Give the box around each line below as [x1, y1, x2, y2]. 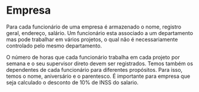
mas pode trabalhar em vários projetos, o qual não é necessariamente [6, 36, 178, 43]
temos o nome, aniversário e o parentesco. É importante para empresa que [6, 72, 191, 80]
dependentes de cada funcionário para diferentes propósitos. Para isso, [6, 66, 183, 73]
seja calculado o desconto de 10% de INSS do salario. [6, 78, 139, 86]
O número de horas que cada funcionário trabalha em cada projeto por [6, 53, 180, 61]
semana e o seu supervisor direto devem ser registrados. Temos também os [6, 60, 194, 67]
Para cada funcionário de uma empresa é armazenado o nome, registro [6, 23, 182, 30]
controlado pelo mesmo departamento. [6, 42, 102, 49]
